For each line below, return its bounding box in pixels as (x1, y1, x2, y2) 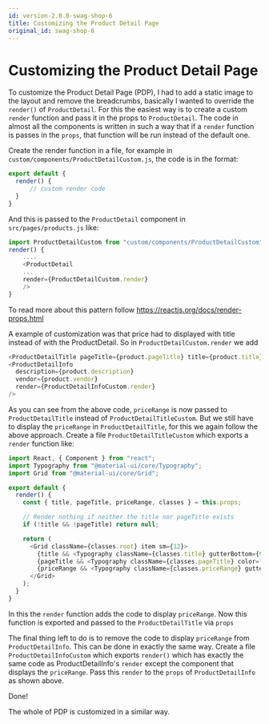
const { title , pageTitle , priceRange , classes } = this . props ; (22, 499, 242, 507)
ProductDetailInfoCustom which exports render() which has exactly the (8, 650, 244, 660)
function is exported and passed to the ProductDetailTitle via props (8, 617, 235, 627)
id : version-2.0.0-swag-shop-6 (8, 11, 113, 20)
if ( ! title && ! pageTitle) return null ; (22, 520, 159, 529)
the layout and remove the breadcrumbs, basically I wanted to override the (8, 96, 255, 106)
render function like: (8, 439, 74, 448)
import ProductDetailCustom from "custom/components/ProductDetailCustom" (8, 238, 263, 246)
